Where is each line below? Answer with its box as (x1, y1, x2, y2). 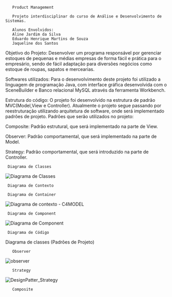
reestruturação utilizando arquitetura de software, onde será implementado (5, 108, 165, 114)
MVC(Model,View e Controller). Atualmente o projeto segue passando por (5, 103, 162, 108)
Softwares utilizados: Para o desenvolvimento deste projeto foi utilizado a (5, 76, 161, 82)
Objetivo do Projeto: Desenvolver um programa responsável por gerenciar (5, 50, 162, 56)
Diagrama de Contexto (7, 183, 54, 188)
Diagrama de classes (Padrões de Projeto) (5, 239, 95, 245)
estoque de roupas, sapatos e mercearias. (5, 66, 95, 72)
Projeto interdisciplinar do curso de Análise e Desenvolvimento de (12, 14, 162, 19)
